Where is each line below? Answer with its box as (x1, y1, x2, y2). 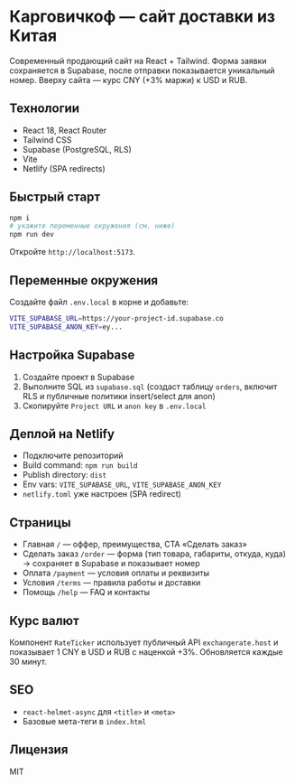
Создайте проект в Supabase (22, 371, 135, 382)
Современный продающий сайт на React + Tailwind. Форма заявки (9, 55, 268, 66)
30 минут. (9, 657, 48, 667)
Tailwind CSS (22, 134, 72, 145)
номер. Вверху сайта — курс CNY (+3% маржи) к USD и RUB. (9, 74, 248, 85)
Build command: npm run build (22, 460, 138, 471)
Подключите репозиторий (22, 450, 124, 462)
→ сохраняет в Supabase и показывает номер (22, 558, 200, 569)
